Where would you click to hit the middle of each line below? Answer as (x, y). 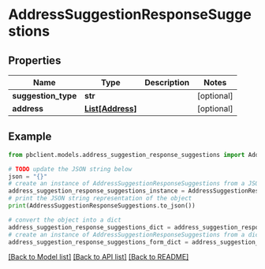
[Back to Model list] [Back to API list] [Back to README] (99, 257)
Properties (35, 60)
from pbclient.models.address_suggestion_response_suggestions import (127, 155)
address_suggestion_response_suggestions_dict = (90, 227)
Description (167, 82)
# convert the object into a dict (65, 220)
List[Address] (110, 108)
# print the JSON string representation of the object (100, 199)
